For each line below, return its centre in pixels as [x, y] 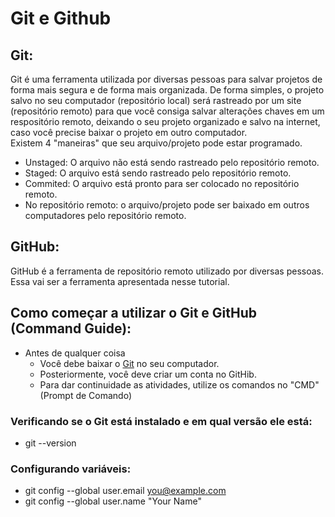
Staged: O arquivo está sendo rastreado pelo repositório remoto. [158, 173]
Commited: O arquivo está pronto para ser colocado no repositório [162, 183]
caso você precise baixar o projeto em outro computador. [129, 132]
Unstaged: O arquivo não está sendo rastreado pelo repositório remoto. [172, 162]
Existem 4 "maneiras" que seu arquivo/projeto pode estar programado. [156, 143]
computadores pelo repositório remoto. [105, 215]
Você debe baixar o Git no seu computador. [129, 363]
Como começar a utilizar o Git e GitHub [134, 313]
